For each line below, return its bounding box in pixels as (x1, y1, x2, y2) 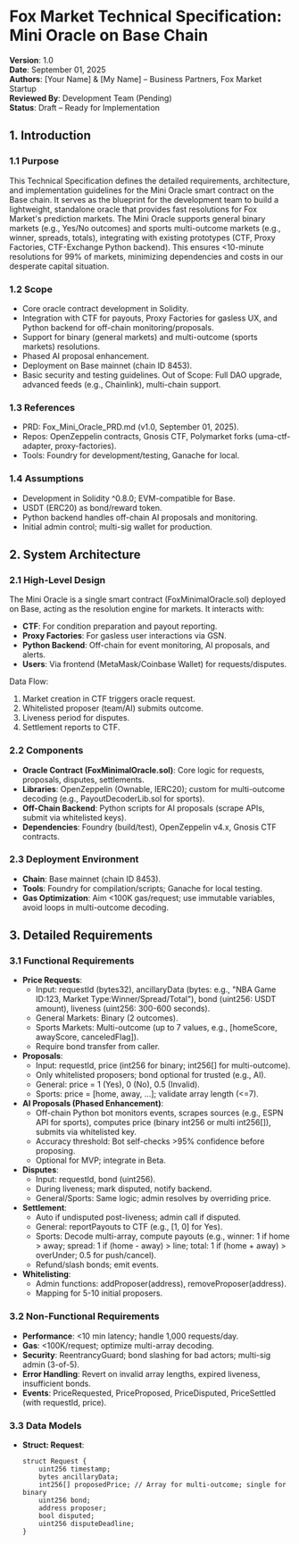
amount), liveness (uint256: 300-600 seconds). (35, 1003, 211, 1014)
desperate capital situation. (9, 261, 110, 271)
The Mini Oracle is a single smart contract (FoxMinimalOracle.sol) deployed (9, 594, 286, 605)
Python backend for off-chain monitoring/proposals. (21, 321, 214, 332)
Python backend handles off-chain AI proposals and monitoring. (21, 512, 258, 522)
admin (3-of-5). (21, 1359, 80, 1370)
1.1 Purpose (9, 154, 60, 167)
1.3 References (9, 401, 76, 413)
